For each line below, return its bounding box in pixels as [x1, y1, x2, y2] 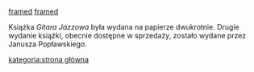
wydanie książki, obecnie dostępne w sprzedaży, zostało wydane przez [8, 31, 247, 40]
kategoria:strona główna [8, 55, 90, 64]
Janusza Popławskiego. [8, 39, 87, 49]
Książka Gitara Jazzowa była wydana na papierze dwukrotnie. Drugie [8, 22, 239, 31]
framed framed [8, 7, 59, 16]
